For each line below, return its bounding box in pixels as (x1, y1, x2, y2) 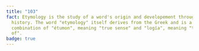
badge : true (6, 36, 36, 42)
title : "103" (6, 8, 38, 15)
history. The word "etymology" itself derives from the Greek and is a (11, 19, 192, 25)
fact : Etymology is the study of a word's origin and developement (6, 14, 176, 20)
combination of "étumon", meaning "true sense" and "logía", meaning (11, 25, 187, 31)
